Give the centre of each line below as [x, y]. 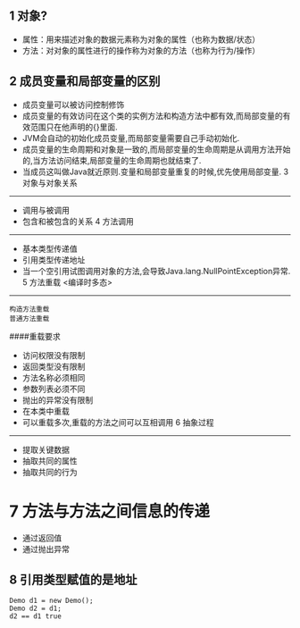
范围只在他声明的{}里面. [74, 127]
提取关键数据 [46, 449]
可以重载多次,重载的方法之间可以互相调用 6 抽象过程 [118, 422]
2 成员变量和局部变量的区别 [85, 82]
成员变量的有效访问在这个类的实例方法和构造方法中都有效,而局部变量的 [152, 115]
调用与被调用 [46, 210]
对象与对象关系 [50, 182]
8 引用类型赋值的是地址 [73, 579]
